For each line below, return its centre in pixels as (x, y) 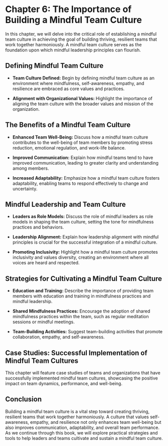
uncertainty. (25, 189)
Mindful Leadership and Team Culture (66, 204)
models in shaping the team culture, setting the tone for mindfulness (83, 222)
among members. (31, 168)
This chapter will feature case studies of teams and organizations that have (83, 373)
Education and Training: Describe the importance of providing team (83, 291)
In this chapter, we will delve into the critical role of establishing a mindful (81, 34)
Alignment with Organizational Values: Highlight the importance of (82, 98)
